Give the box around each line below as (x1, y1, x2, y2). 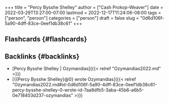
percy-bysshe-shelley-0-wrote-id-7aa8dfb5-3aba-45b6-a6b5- (12, 87, 144, 93)
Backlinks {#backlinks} (5, 52, 79, 61)
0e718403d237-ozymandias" (12, 92, 73, 98)
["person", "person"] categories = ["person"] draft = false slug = (5, 15, 140, 21)
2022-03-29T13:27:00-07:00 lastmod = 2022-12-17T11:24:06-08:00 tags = (5, 10, 161, 16)
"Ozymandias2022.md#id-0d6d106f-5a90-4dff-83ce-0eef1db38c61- (12, 82, 157, 88)
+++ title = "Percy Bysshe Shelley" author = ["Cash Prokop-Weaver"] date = (5, 5, 164, 10)
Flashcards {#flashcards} (5, 35, 87, 43)
